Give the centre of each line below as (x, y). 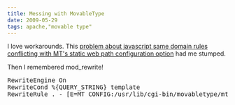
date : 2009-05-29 (33, 20)
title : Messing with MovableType (56, 14)
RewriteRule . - (35, 94)
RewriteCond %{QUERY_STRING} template (74, 87)
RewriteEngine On (37, 80)
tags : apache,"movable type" (50, 26)
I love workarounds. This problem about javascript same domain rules (108, 47)
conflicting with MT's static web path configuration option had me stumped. (116, 54)
